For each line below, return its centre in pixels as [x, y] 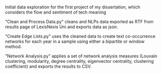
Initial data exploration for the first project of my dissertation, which [73, 7]
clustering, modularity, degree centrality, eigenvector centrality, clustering [80, 61]
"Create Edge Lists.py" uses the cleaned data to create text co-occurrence [80, 36]
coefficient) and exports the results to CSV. [48, 66]
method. [13, 46]
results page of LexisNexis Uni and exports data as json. [61, 27]
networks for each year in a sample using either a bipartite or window [75, 41]
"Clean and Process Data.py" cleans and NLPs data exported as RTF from [79, 22]
